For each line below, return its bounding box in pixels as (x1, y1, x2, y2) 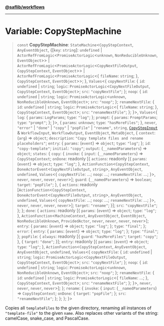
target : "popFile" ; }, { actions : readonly (17, 181, 98, 187)
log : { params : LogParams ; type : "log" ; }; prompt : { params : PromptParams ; (17, 114, 158, 120)
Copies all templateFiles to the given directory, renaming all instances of (5, 305, 152, 311)
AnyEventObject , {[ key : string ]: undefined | (17, 47, 102, 53)
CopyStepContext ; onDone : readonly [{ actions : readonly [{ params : (17, 155, 147, 161)
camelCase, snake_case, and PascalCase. (5, 315, 90, 321)
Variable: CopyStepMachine (5, 26, 122, 37)
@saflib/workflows (5, 4, 45, 10)
